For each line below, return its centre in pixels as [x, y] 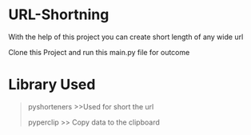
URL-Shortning [59, 15]
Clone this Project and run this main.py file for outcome [99, 52]
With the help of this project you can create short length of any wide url [126, 37]
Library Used [52, 85]
